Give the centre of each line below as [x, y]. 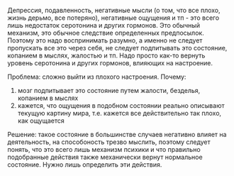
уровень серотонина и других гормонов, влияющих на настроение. [110, 63]
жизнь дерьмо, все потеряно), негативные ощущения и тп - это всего [113, 18]
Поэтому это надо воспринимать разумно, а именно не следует [105, 40]
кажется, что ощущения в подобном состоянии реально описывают [121, 105]
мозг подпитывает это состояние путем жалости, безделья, [109, 90]
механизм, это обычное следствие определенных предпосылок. [106, 33]
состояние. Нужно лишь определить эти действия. [85, 165]
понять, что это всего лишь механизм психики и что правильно [104, 149]
